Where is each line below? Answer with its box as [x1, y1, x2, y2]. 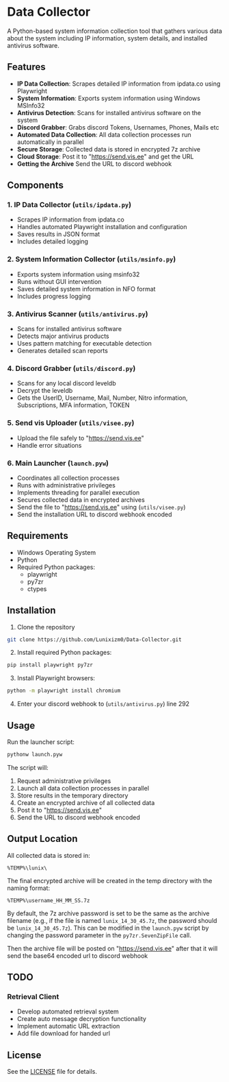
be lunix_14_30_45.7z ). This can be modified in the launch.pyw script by [7, 924, 209, 932]
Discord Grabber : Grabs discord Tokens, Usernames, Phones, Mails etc [16, 123, 219, 131]
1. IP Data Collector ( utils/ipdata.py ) [7, 200, 132, 210]
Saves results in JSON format [16, 230, 100, 239]
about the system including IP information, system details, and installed [7, 34, 208, 42]
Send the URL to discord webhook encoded [16, 813, 140, 821]
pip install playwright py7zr [7, 662, 94, 669]
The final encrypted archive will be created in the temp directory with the [7, 876, 213, 885]
